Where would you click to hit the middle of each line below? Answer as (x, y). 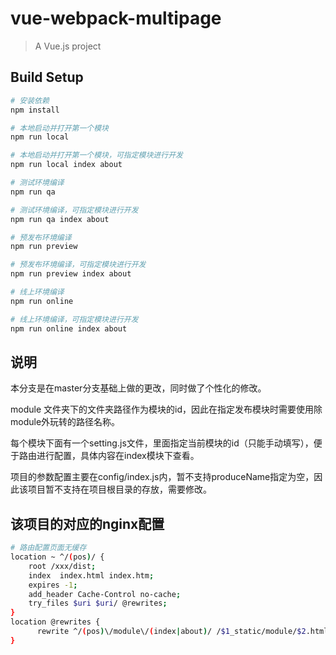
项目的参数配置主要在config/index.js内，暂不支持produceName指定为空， (162, 477)
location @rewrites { (55, 622)
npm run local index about (66, 165)
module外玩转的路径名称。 (65, 422)
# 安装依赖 (30, 100)
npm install (35, 110)
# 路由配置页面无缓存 (48, 548)
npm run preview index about (71, 274)
